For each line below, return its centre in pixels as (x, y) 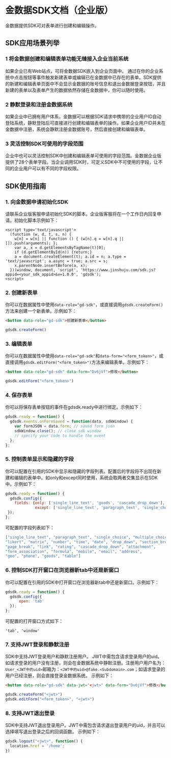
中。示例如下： (21, 484)
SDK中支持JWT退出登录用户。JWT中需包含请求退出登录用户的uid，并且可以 (85, 725)
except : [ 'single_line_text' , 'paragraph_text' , (87, 508)
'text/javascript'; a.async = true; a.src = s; (57, 261)
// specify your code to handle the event (60, 436)
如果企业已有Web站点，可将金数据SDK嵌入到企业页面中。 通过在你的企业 (82, 71)
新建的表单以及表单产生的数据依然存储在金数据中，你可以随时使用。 (77, 90)
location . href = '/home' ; (37, 746)
